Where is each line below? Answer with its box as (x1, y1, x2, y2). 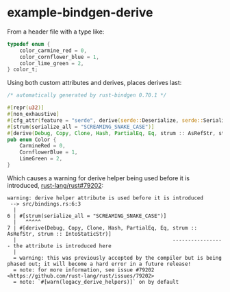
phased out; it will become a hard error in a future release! (7, 260, 192, 267)
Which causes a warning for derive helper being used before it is (7, 173, 190, 182)
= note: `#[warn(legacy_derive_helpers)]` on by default (13, 278, 179, 285)
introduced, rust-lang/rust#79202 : (7, 181, 104, 189)
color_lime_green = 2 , (19, 60, 84, 66)
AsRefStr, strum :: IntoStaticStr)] (7, 230, 112, 237)
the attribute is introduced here (13, 242, 112, 250)
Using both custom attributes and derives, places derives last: (7, 79, 182, 87)
